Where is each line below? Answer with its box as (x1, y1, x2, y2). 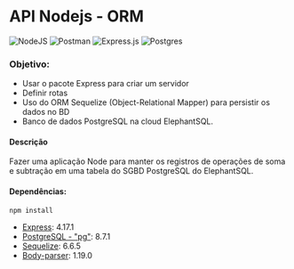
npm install (9, 206, 53, 215)
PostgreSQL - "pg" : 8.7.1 (21, 231, 111, 241)
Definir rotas (21, 87, 68, 99)
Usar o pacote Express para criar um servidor (21, 78, 189, 89)
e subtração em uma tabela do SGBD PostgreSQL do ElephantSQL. (9, 166, 254, 176)
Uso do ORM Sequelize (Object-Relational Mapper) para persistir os (21, 97, 271, 108)
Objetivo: (9, 58, 51, 70)
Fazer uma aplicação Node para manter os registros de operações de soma (9, 156, 286, 167)
